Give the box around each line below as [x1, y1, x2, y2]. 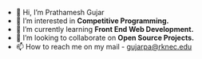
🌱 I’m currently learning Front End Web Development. [15, 25, 194, 33]
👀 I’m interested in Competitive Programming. [15, 16, 169, 26]
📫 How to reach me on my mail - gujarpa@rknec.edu [15, 42, 192, 51]
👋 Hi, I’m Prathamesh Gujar [15, 8, 105, 17]
